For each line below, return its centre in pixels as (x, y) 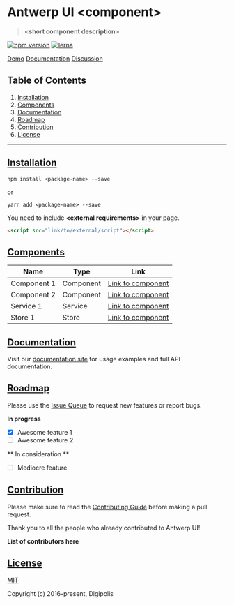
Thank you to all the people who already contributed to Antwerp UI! (104, 528)
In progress (24, 419)
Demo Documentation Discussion (55, 58)
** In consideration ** (38, 454)
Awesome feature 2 (45, 440)
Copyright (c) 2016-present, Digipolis (60, 593)
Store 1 (23, 318)
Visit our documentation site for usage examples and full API (94, 359)
